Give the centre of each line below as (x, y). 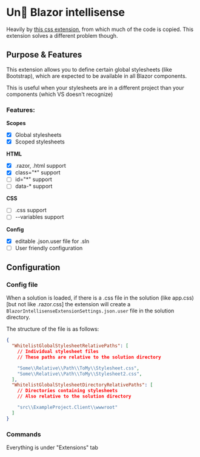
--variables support (39, 217)
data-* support (34, 186)
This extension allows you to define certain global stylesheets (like (89, 69)
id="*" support (34, 179)
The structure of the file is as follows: (53, 329)
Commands (24, 434)
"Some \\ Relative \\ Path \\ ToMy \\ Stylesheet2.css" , (80, 374)
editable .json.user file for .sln (52, 241)
